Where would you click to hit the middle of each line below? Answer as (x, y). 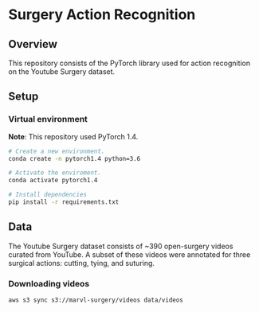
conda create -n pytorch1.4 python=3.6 (75, 158)
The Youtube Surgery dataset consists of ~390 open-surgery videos (121, 246)
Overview (33, 44)
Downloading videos (49, 283)
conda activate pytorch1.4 (53, 181)
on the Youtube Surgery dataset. (62, 72)
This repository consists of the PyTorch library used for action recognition (129, 63)
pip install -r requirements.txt (64, 202)
